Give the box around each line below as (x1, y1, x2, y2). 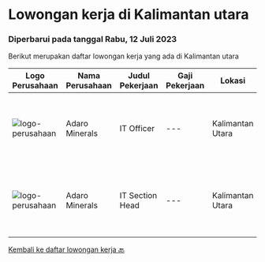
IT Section (119, 190, 158, 201)
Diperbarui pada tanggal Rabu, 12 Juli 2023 (8, 34, 177, 45)
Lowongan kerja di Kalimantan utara (8, 6, 249, 24)
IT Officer (119, 123, 155, 134)
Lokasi (220, 75, 246, 86)
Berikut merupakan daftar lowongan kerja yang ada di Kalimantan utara (8, 51, 239, 61)
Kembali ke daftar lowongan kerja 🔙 (8, 245, 125, 254)
